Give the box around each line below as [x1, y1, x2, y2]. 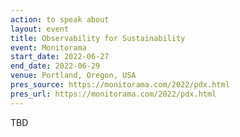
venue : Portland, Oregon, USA [10, 71, 137, 81]
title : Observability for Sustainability [10, 33, 186, 43]
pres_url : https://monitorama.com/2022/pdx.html [10, 89, 217, 99]
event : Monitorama [10, 42, 87, 53]
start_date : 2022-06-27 [10, 52, 110, 62]
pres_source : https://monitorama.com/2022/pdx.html [10, 80, 230, 90]
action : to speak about [10, 14, 110, 25]
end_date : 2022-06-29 [10, 61, 101, 71]
